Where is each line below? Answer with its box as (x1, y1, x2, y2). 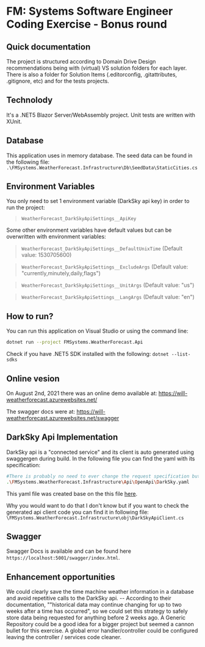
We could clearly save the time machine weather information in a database (6, 588, 194, 596)
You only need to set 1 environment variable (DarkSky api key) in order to (6, 198, 190, 205)
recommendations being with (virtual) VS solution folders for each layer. (6, 64, 187, 72)
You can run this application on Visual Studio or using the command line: (6, 327, 189, 335)
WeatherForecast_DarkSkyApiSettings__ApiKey (21, 216, 137, 222)
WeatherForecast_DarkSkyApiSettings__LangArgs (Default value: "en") (21, 294, 195, 301)
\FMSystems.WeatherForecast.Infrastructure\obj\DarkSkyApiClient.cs (6, 515, 184, 521)
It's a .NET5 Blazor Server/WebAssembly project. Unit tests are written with (6, 111, 195, 119)
